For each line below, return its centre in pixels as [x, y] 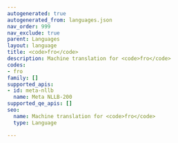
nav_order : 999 [29, 26]
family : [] [23, 78]
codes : [17, 65]
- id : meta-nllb [30, 90]
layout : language [32, 46]
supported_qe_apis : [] [40, 104]
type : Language [35, 123]
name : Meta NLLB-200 [43, 97]
